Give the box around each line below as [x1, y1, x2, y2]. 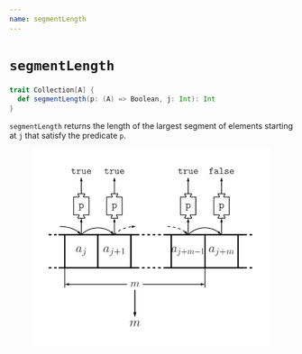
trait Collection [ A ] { [9, 86, 95, 95]
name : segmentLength [9, 14, 87, 23]
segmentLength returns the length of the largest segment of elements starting [9, 121, 294, 132]
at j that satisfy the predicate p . [9, 131, 126, 141]
